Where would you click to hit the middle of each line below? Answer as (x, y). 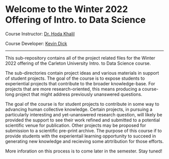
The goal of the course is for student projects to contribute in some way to (82, 104)
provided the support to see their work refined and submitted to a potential (82, 120)
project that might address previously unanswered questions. (79, 94)
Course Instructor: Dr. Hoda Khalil (40, 34)
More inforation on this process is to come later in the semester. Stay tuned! (84, 151)
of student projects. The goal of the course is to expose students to (75, 78)
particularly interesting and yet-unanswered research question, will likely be (84, 114)
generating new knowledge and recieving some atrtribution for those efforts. (84, 141)
